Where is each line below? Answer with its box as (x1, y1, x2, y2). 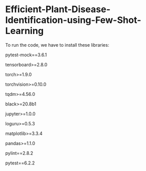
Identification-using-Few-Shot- (5, 14, 141, 26)
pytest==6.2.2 (5, 160, 35, 166)
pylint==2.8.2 (5, 150, 33, 156)
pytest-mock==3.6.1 (5, 52, 47, 58)
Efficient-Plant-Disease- (5, 4, 111, 15)
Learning (5, 25, 44, 37)
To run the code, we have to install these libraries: (5, 42, 109, 48)
